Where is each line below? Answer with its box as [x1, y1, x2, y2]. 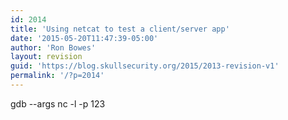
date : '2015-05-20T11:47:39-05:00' [10, 33, 159, 43]
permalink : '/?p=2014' [10, 71, 105, 81]
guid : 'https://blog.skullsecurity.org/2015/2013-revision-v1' [10, 61, 280, 71]
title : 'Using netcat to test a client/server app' [10, 24, 230, 34]
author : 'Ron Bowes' [10, 42, 97, 53]
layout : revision [10, 52, 83, 62]
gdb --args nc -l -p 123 [10, 97, 106, 110]
